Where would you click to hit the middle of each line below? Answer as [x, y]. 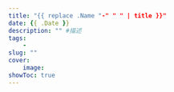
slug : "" [23, 53]
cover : [19, 61]
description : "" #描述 [45, 30]
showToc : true [32, 75]
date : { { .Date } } [39, 23]
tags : [17, 38]
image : [34, 68]
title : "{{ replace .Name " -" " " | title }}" [87, 16]
